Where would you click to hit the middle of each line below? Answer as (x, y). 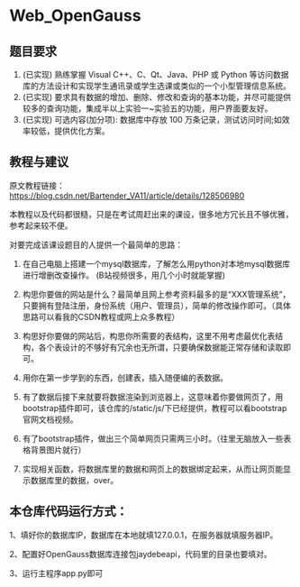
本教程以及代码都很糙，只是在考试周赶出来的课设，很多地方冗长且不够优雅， (151, 214)
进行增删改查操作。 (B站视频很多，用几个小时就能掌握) (124, 275)
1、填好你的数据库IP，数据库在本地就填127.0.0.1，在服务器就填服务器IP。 (144, 535)
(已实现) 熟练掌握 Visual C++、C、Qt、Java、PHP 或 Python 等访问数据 (156, 74)
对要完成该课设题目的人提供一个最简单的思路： (96, 244)
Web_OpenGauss (75, 16)
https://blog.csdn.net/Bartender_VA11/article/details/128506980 (127, 196)
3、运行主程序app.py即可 (56, 573)
